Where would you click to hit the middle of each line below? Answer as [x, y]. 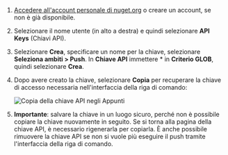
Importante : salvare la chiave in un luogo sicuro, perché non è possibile [117, 114]
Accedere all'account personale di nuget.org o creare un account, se [112, 10]
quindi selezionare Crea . [49, 66]
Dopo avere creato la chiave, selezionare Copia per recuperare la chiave [117, 80]
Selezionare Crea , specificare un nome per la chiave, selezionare [107, 52]
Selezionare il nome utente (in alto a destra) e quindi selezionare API [112, 31]
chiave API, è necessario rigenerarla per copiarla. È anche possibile [110, 129]
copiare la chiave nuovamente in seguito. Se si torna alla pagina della [113, 122]
